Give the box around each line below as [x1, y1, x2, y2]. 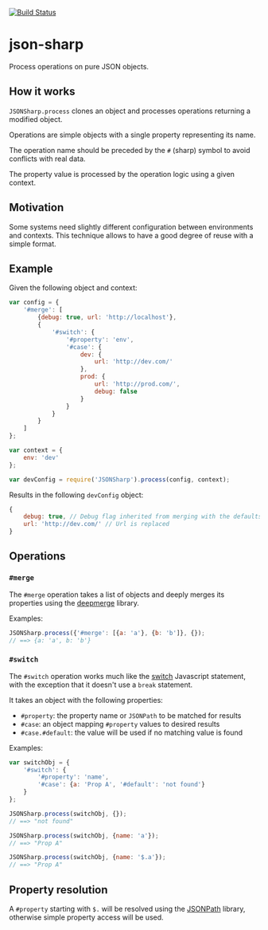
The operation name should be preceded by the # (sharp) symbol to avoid [9, 145, 251, 155]
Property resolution [9, 883, 108, 897]
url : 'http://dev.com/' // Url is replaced [23, 520, 170, 528]
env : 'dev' [23, 453, 60, 461]
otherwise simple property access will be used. [9, 912, 164, 922]
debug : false [94, 387, 138, 395]
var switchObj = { [9, 758, 70, 767]
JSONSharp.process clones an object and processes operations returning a [9, 106, 251, 116]
